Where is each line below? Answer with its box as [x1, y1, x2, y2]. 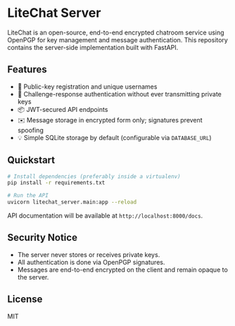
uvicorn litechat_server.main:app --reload [7, 199, 137, 206]
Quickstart [7, 154, 56, 166]
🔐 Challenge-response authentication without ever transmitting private [17, 89, 222, 98]
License [7, 294, 43, 306]
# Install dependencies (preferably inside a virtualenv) [7, 173, 181, 180]
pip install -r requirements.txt [7, 180, 106, 187]
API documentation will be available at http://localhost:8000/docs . [7, 211, 203, 220]
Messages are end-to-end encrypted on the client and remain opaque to [17, 265, 229, 274]
